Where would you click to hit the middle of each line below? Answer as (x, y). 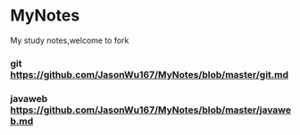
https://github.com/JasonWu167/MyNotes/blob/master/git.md (150, 74)
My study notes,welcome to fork (70, 40)
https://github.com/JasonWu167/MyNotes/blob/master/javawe (151, 110)
